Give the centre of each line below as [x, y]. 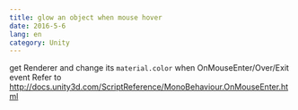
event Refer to [35, 78]
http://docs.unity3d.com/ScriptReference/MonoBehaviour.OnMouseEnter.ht [149, 87]
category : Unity [39, 42]
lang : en [26, 34]
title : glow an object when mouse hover [86, 17]
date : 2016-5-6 [38, 26]
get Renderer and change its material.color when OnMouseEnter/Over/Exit [149, 68]
